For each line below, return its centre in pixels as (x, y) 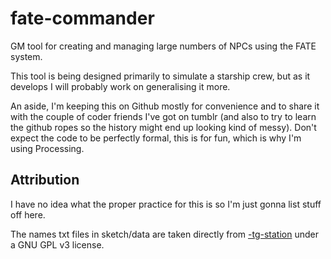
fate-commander (82, 18)
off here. (28, 214)
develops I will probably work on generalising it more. (120, 86)
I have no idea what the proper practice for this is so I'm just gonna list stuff (166, 204)
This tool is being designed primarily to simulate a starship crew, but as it (160, 76)
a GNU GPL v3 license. (57, 244)
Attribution (45, 180)
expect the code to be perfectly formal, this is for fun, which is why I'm (156, 138)
